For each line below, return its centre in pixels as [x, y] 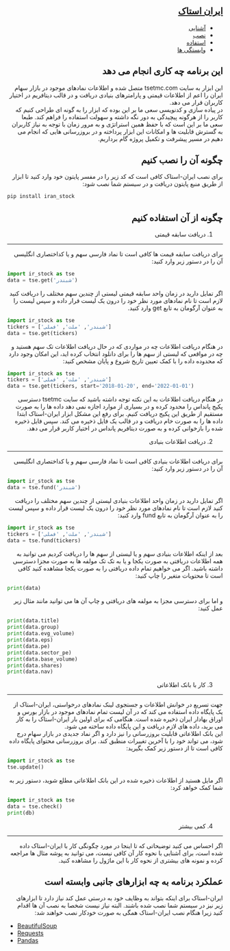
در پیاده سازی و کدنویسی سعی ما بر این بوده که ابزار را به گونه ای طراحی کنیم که [119, 110]
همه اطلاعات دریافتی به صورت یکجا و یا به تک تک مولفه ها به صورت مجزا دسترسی [118, 560]
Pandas [28, 941]
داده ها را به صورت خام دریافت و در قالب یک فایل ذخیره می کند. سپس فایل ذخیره [119, 421]
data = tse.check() [35, 806]
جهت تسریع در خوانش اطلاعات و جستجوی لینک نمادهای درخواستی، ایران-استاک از [118, 704]
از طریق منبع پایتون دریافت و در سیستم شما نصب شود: [152, 184]
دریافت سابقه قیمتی [180, 234]
